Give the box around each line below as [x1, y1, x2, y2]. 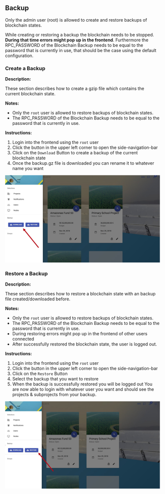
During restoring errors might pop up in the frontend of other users [12, 331, 148, 337]
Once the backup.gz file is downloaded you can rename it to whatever [12, 160, 155, 166]
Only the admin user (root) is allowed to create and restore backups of [5, 17, 147, 23]
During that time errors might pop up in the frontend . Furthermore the [5, 37, 149, 43]
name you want [12, 166, 44, 172]
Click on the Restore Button [12, 371, 68, 377]
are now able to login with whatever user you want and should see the [12, 386, 154, 392]
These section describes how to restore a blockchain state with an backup [5, 291, 156, 297]
